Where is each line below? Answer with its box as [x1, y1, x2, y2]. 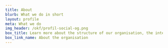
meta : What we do [5, 21, 41, 26]
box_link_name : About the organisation [5, 35, 88, 40]
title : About [5, 7, 32, 12]
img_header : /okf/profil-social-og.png [5, 26, 88, 31]
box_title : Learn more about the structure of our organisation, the [5, 30, 153, 35]
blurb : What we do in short [5, 12, 64, 17]
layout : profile [5, 16, 39, 21]
